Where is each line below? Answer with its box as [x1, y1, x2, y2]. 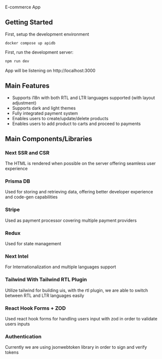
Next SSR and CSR [5, 149, 50, 156]
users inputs [5, 321, 30, 327]
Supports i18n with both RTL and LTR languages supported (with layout [12, 95, 155, 101]
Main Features [5, 82, 50, 90]
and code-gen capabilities [5, 194, 58, 200]
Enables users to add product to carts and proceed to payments [12, 121, 141, 127]
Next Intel [5, 253, 29, 259]
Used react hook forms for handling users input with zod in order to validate [5, 316, 158, 321]
